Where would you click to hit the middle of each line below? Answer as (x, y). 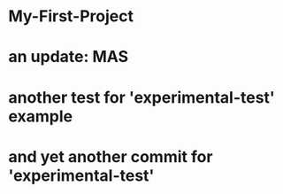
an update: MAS (69, 57)
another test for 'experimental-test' (142, 97)
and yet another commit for (111, 156)
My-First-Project (71, 16)
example (41, 116)
